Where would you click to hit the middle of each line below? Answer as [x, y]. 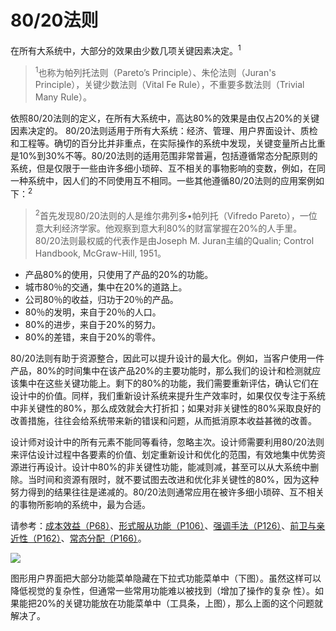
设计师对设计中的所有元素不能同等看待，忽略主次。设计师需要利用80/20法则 [167, 442]
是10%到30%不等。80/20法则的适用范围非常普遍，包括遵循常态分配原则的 [164, 156]
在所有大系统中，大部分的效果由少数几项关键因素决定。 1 [126, 49]
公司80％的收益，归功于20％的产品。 [101, 299]
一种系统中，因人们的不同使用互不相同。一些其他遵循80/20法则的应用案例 [163, 181]
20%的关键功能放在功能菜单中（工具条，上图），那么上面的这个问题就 [180, 603]
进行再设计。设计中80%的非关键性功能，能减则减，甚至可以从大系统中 [164, 467]
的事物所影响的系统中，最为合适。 [80, 504]
